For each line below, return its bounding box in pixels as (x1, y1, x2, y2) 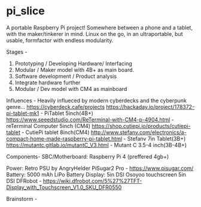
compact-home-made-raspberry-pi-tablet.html (6, 135, 123, 142)
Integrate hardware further (14, 79, 81, 86)
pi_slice (6, 4, 45, 18)
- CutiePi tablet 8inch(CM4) (22, 129, 90, 136)
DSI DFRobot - (6, 177, 42, 184)
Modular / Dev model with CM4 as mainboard (14, 85, 127, 92)
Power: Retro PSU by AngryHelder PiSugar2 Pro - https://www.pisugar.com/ (6, 165, 194, 172)
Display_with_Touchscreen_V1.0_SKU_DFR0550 (6, 184, 122, 191)
